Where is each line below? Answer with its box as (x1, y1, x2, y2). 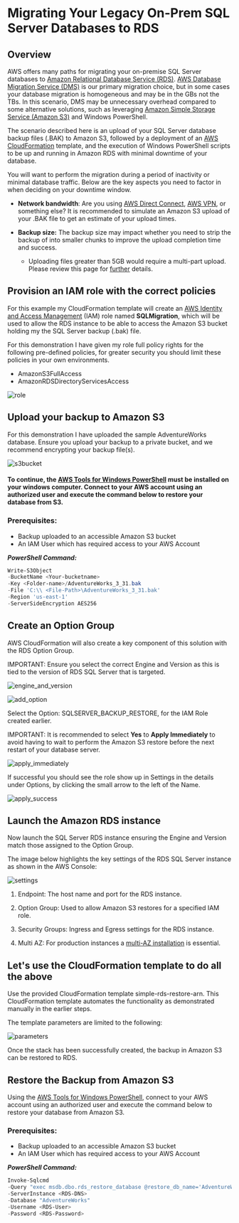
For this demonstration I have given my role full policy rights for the (7, 340, 204, 349)
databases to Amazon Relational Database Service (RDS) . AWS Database (7, 75, 222, 83)
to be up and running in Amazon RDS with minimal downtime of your (7, 149, 208, 157)
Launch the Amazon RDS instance (7, 814, 161, 826)
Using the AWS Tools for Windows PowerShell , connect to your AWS (7, 1093, 208, 1101)
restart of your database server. (7, 745, 101, 754)
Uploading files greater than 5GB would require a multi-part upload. (28, 257, 226, 265)
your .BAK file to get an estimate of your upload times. (17, 215, 176, 223)
